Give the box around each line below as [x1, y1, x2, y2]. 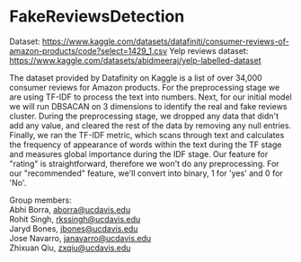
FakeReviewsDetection [9, 6, 185, 27]
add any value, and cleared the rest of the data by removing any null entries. [9, 119, 292, 131]
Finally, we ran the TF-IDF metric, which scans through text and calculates [9, 129, 285, 140]
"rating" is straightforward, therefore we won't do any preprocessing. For [9, 158, 280, 169]
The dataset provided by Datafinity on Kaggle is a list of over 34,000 [9, 72, 262, 83]
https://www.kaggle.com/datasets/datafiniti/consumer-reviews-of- [41, 36, 289, 47]
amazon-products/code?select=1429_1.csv [9, 45, 168, 56]
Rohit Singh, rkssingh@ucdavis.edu [9, 214, 141, 224]
